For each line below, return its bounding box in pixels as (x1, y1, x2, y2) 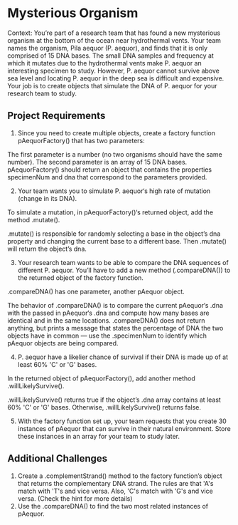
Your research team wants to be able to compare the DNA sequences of (17, 258, 229, 266)
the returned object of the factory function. (17, 273, 144, 282)
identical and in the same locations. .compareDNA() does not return (7, 316, 205, 325)
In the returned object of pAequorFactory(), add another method (7, 374, 195, 383)
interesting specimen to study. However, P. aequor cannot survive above (7, 66, 220, 75)
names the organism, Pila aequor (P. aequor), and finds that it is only (7, 43, 208, 52)
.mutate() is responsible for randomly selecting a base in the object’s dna (7, 229, 221, 238)
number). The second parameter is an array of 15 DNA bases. (7, 157, 188, 166)
